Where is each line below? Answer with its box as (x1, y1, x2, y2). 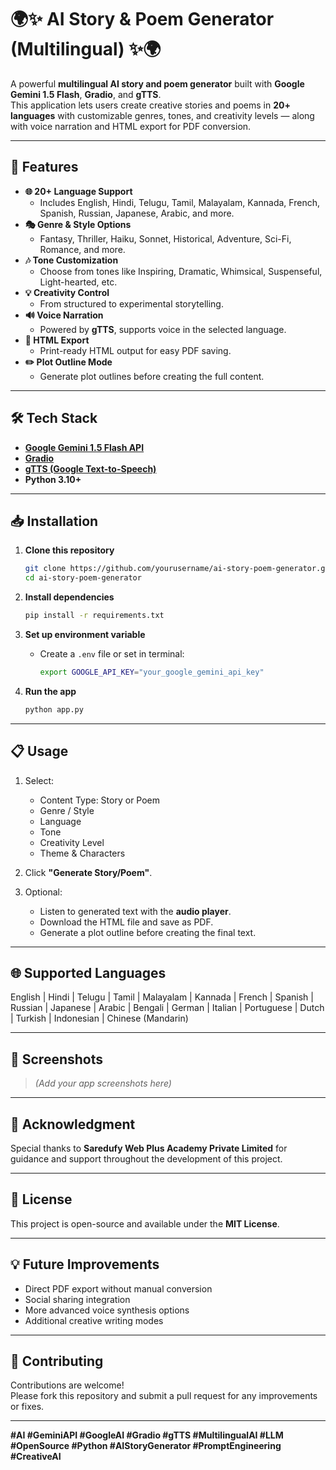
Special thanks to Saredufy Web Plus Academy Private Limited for (10, 1142, 288, 1154)
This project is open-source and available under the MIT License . (10, 1217, 280, 1230)
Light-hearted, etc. (39, 276, 118, 288)
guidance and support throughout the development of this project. (10, 1153, 283, 1165)
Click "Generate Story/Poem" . (24, 866, 153, 878)
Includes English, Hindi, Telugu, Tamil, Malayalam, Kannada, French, (39, 196, 320, 208)
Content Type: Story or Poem (39, 794, 161, 806)
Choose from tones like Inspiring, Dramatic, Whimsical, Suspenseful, (39, 265, 323, 277)
